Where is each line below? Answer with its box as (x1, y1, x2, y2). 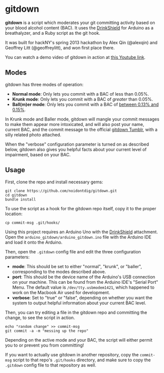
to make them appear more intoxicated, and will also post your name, (5, 121, 144, 127)
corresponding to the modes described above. (12, 269, 106, 274)
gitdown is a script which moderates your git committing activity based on (5, 20, 155, 25)
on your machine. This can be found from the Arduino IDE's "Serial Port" (12, 279, 158, 285)
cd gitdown (5, 193, 27, 198)
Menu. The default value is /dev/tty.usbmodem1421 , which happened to (12, 284, 155, 290)
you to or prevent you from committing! (5, 342, 84, 348)
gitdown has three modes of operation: (5, 81, 84, 87)
